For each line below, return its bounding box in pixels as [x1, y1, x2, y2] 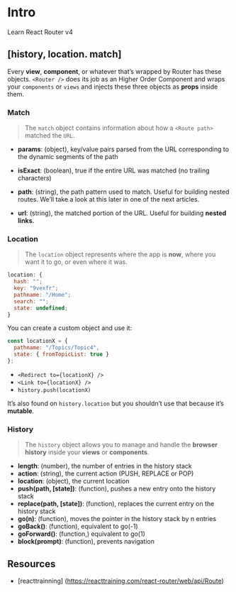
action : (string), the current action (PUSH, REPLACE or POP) [17, 469, 194, 478]
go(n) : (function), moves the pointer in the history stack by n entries [17, 515, 217, 523]
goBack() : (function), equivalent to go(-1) [17, 522, 138, 531]
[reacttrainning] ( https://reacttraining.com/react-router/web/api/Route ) [17, 576, 225, 586]
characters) [17, 174, 52, 182]
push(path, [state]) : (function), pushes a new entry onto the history [17, 484, 216, 493]
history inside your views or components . [24, 448, 150, 456]
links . [17, 216, 35, 225]
